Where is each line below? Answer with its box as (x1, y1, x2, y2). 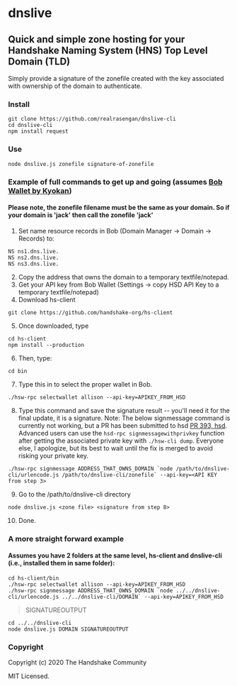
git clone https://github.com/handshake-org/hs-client (8, 309, 173, 316)
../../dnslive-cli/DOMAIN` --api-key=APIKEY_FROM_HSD (62, 593, 224, 600)
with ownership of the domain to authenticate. (8, 82, 142, 90)
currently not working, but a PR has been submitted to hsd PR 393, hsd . (18, 421, 228, 430)
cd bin (8, 367, 28, 375)
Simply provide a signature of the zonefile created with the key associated (8, 74, 224, 82)
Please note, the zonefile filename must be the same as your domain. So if (8, 204, 230, 212)
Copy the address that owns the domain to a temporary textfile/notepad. (18, 272, 229, 281)
